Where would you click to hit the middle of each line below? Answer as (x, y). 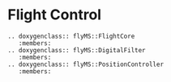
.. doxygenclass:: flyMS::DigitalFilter (77, 50)
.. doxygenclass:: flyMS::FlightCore (71, 36)
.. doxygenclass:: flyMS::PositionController (85, 64)
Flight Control (55, 15)
